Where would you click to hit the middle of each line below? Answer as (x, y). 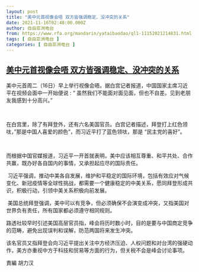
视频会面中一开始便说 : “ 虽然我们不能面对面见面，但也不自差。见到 (98, 93)
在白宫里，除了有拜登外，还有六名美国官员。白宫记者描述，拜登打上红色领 (97, 124)
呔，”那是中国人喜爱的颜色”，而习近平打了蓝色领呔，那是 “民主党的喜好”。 (96, 131)
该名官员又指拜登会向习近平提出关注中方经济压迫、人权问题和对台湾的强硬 (97, 242)
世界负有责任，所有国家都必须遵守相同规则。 (61, 210)
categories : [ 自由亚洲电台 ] (41, 45)
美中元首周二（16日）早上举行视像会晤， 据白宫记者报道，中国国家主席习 (94, 85)
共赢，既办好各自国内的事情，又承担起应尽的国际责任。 (73, 163)
